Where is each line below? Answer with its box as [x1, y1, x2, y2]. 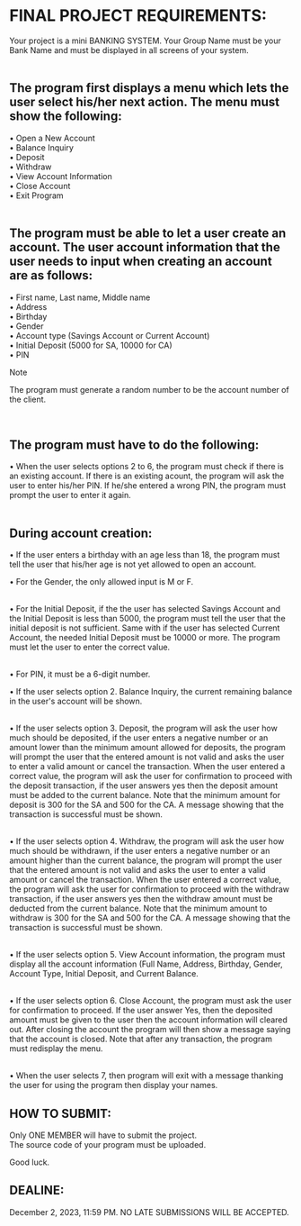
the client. [9, 394, 47, 404]
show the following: [9, 109, 123, 124]
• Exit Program [9, 190, 65, 201]
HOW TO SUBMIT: [9, 1105, 112, 1122]
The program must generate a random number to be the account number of [9, 384, 289, 395]
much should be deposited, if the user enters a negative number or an [9, 732, 269, 743]
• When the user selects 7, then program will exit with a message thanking [9, 1070, 284, 1081]
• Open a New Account [9, 132, 96, 143]
